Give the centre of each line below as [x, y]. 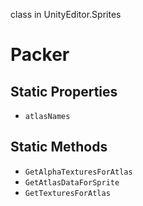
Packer [40, 55]
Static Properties [64, 91]
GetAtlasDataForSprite [72, 182]
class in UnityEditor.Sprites [66, 14]
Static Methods [59, 147]
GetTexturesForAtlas [67, 193]
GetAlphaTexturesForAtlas [78, 172]
